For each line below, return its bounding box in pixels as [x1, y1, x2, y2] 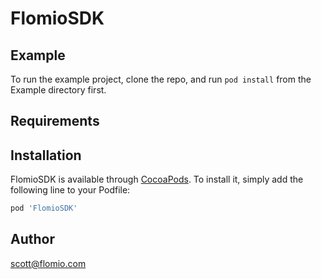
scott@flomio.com [10, 257, 87, 269]
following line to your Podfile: [10, 184, 131, 196]
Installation [10, 147, 82, 164]
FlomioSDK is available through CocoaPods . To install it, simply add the [10, 173, 304, 186]
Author [10, 231, 55, 248]
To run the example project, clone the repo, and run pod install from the [10, 73, 312, 85]
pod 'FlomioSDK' [10, 203, 78, 214]
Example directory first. [10, 84, 107, 96]
